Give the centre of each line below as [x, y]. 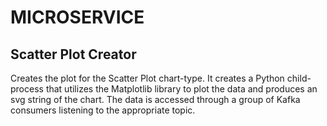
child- [299, 78]
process [27, 89]
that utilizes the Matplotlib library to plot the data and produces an [181, 89]
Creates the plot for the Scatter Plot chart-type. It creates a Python [147, 78]
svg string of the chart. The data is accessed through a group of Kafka [155, 99]
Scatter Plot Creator [73, 54]
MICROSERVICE [77, 17]
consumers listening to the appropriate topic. [103, 110]
